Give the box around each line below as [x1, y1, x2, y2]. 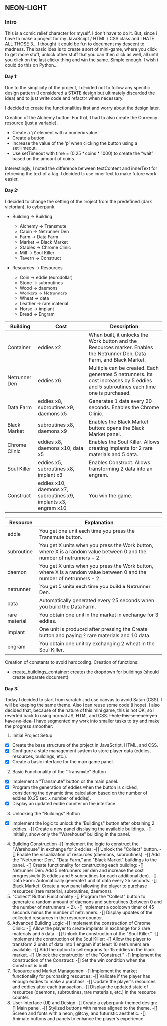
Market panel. [88, 431, 121, 438]
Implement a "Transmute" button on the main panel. [12, 778, 119, 784]
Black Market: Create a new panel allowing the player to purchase [12, 883, 147, 889]
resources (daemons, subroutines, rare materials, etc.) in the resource [12, 989, 156, 995]
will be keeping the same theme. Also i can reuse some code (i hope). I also [5, 702, 160, 708]
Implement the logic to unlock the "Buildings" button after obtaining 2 [12, 820, 155, 826]
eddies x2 [38, 344, 61, 351]
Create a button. [12, 135, 46, 141]
